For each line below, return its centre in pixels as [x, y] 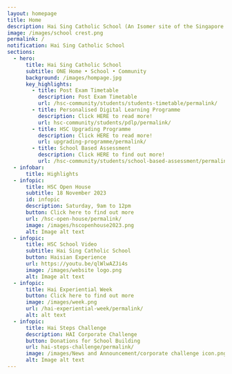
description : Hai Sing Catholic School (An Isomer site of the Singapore [116, 26]
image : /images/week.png [61, 302]
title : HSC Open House [58, 187]
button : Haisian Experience [66, 257]
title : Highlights [52, 174]
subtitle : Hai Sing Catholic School [78, 251]
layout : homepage [32, 13]
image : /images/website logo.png [74, 270]
